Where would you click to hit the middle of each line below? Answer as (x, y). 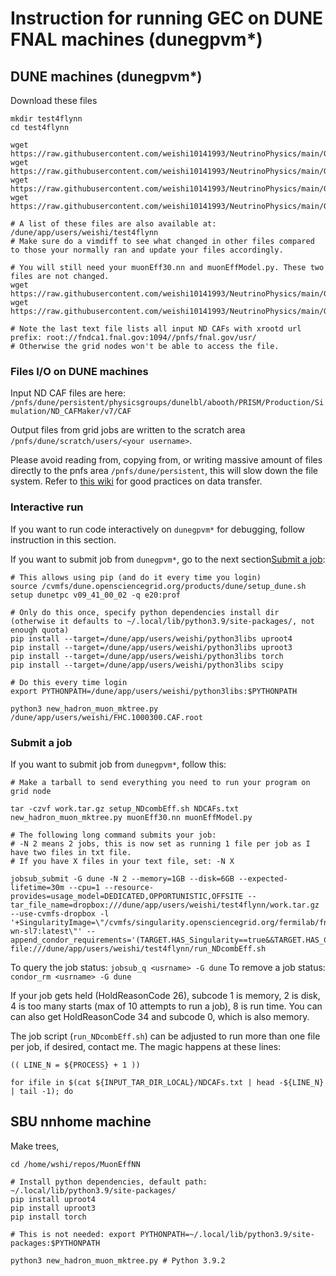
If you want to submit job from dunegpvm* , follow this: (118, 764)
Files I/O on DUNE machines (79, 371)
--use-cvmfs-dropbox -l (60, 913)
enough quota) (40, 630)
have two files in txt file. (71, 852)
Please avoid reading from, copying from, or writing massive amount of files (166, 460)
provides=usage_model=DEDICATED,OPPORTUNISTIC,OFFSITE (127, 896)
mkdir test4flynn (46, 119)
